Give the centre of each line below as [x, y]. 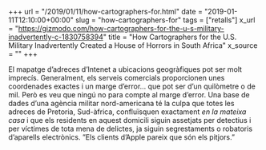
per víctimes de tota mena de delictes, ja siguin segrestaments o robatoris [131, 128]
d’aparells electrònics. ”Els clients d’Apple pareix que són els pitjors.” [121, 137]
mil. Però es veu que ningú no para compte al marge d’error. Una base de [129, 95]
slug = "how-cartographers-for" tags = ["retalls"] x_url [165, 20]
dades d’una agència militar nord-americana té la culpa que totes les [121, 103]
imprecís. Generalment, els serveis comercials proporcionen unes [117, 78]
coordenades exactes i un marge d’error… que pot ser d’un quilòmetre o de [132, 86]
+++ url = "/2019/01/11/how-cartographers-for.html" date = [105, 12]
